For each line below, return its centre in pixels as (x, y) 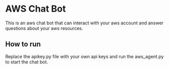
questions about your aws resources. (44, 28)
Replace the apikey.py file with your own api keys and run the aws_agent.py (84, 56)
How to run (23, 44)
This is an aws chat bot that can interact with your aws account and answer (84, 23)
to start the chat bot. (27, 62)
